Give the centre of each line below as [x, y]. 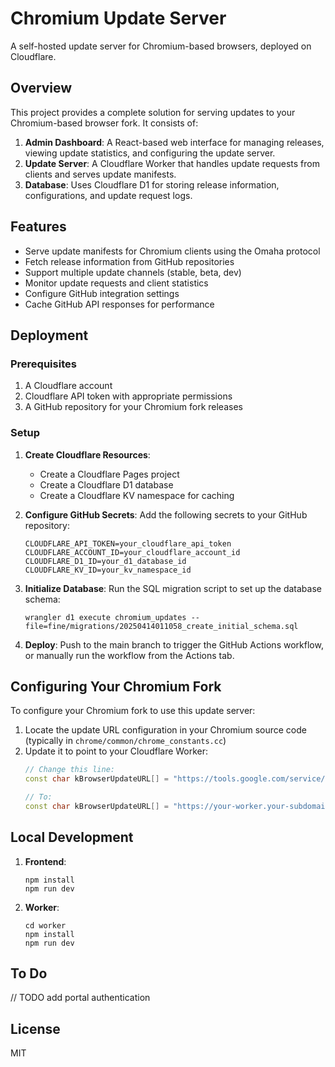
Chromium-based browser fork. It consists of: [104, 123]
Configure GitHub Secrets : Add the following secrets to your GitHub [166, 514]
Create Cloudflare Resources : [87, 454]
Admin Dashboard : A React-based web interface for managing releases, [174, 142]
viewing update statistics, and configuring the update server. [150, 153]
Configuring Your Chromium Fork [116, 686]
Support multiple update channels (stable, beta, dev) [133, 272]
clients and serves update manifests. [100, 174]
